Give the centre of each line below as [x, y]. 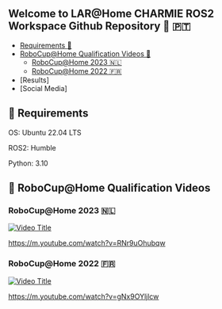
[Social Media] [43, 88]
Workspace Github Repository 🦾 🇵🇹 [100, 27]
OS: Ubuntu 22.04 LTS [45, 132]
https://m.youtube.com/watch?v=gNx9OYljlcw [84, 296]
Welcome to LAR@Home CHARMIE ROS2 [111, 14]
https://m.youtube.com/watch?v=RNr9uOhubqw [87, 243]
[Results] [34, 80]
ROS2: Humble [33, 147]
